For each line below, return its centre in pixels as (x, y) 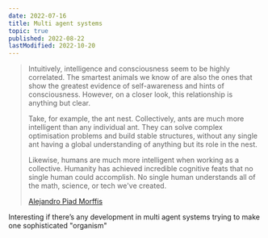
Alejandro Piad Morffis (65, 202)
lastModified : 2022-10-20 (52, 46)
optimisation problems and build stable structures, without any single (143, 136)
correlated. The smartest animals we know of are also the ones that (140, 77)
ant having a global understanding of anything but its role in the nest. (142, 144)
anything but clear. (59, 103)
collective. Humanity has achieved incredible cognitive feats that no (140, 169)
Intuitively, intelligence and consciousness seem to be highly (129, 69)
